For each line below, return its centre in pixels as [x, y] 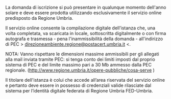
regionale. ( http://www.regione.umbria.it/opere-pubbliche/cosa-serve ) [80, 70]
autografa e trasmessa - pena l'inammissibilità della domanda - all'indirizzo [84, 39]
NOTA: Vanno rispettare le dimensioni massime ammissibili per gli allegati [82, 54]
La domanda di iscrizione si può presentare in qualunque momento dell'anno [86, 7]
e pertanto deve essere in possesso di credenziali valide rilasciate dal [78, 85]
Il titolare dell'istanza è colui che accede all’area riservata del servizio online [85, 80]
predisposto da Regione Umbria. [39, 18]
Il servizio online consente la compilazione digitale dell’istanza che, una [80, 28]
